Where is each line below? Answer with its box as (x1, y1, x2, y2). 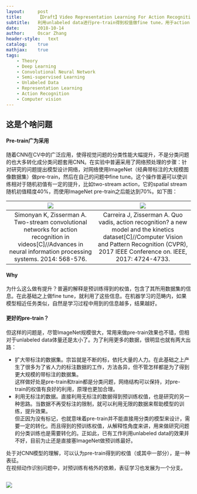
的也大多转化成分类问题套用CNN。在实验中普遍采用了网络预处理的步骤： (6, 158, 182, 165)
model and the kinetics (111, 226, 174, 234)
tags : (6, 52, 19, 58)
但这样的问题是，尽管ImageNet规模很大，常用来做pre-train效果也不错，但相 (6, 329, 189, 336)
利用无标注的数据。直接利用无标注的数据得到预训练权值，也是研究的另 (14, 393, 185, 400)
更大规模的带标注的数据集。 (14, 370, 82, 377)
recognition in (31, 233, 70, 241)
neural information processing (9, 248, 92, 256)
